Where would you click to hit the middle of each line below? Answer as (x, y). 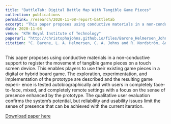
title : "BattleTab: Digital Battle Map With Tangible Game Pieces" (78, 10)
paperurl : (16, 39)
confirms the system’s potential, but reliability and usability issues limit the (83, 101)
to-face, (14, 90)
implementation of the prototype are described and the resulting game (79, 79)
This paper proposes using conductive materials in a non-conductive (78, 57)
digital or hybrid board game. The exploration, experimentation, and (76, 74)
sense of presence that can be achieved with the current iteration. (75, 106)
